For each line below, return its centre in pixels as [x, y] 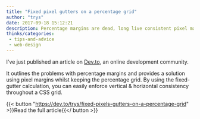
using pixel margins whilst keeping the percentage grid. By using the [90, 79]
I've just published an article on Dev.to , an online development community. [98, 62]
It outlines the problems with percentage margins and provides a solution [96, 73]
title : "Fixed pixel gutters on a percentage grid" [71, 12]
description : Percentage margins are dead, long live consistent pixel [97, 28]
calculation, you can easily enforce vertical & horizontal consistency [106, 86]
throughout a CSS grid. [34, 92]
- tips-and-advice [32, 39]
